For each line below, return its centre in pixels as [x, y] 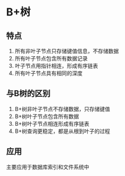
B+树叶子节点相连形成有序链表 [52, 123]
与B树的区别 [28, 94]
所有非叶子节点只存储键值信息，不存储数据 [67, 51]
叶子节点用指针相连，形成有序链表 [56, 66]
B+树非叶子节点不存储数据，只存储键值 [62, 109]
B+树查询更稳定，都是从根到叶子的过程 [62, 131]
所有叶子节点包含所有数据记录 [51, 58]
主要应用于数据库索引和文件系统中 [48, 167]
